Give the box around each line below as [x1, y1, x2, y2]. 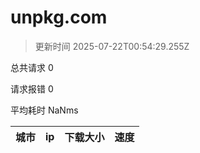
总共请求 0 [10, 61, 54, 73]
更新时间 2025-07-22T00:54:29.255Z [34, 40, 190, 52]
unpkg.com [10, 6, 108, 29]
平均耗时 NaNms [10, 104, 79, 116]
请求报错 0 [10, 82, 54, 95]
